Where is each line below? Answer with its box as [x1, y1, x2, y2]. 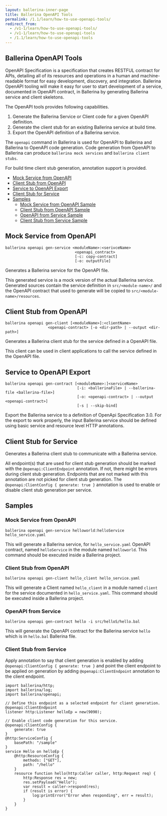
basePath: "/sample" [14, 740, 57, 745]
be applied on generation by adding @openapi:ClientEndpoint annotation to [5, 668, 160, 674]
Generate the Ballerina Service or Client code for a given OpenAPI [12, 113, 149, 120]
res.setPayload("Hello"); [23, 779, 78, 785]
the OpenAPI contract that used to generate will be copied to [5, 287, 131, 294]
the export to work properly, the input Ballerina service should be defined [5, 417, 157, 423]
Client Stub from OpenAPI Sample [20, 206, 90, 212]
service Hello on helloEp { [5, 749, 64, 754]
